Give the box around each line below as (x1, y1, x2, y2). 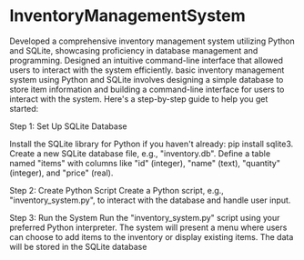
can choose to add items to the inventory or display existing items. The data (9, 231, 294, 242)
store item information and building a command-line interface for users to (9, 84, 285, 95)
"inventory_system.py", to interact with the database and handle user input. (9, 195, 291, 205)
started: (9, 103, 39, 114)
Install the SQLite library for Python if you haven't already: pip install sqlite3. (9, 138, 294, 149)
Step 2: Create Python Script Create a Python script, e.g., (9, 185, 225, 195)
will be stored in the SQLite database (9, 241, 147, 252)
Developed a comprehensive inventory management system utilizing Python (9, 35, 295, 46)
